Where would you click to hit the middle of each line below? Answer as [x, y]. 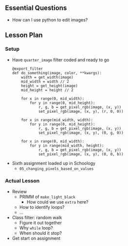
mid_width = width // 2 [45, 82]
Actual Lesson [22, 181]
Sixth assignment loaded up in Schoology [54, 163]
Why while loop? [36, 228]
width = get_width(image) [47, 77]
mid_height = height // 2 [47, 90]
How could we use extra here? [57, 202]
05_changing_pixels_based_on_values [56, 169]
